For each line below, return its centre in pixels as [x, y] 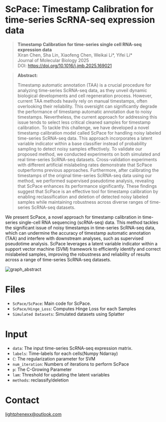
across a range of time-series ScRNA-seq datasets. [58, 259]
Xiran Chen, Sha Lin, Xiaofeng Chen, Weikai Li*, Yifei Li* [75, 55]
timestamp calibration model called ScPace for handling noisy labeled [89, 133]
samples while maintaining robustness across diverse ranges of [83, 202]
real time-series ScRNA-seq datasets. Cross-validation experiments [87, 159]
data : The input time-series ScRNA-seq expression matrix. [72, 348]
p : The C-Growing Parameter [42, 369]
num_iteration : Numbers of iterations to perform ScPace [70, 364]
